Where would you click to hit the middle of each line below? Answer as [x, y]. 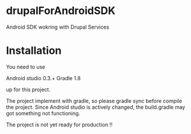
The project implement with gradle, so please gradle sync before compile [94, 101]
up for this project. [28, 90]
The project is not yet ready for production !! [59, 125]
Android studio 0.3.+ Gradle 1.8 [43, 78]
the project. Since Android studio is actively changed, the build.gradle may [96, 107]
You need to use [26, 67]
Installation [34, 51]
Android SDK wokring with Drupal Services [58, 27]
